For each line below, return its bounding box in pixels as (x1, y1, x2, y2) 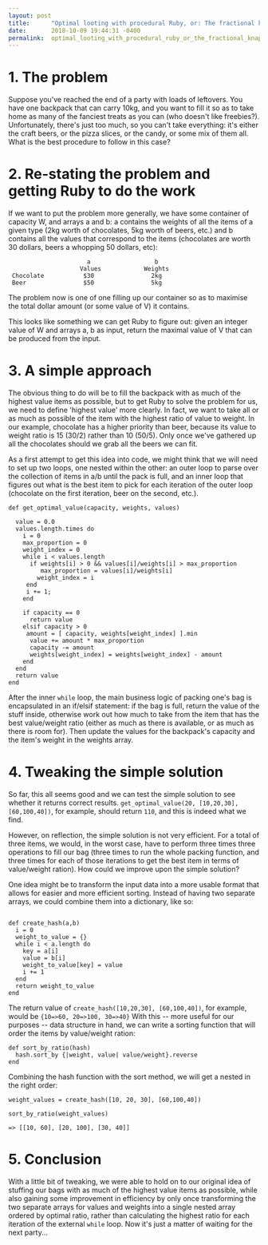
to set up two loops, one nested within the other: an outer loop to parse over (8, 463, 259, 473)
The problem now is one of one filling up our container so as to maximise (8, 293, 248, 303)
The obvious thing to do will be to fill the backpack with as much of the (8, 388, 241, 398)
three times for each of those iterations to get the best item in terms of (8, 856, 239, 865)
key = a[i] (22, 947, 59, 955)
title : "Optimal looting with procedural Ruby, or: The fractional (8, 19, 255, 27)
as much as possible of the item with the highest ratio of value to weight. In (8, 414, 255, 423)
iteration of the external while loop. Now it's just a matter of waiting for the (8, 1219, 253, 1228)
